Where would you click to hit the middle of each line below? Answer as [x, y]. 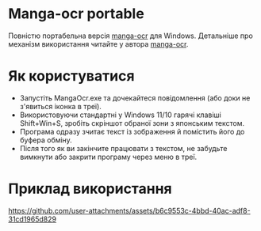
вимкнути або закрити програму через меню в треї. [108, 157]
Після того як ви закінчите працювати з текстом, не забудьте [123, 148]
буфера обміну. [46, 140]
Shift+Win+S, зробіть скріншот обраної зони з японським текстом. [132, 123]
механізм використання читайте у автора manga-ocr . [98, 44]
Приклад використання [90, 189]
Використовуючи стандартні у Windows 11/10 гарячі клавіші [121, 115]
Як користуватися [71, 76]
